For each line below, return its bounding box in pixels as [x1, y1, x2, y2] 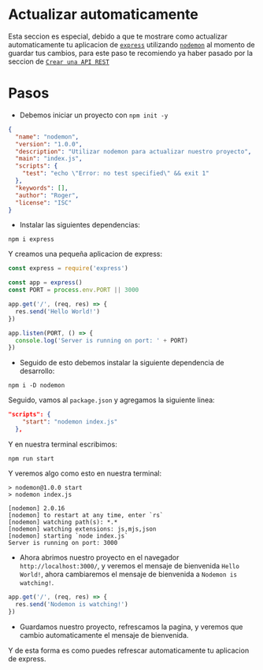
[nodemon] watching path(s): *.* [8, 518, 118, 526]
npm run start [8, 454, 55, 462]
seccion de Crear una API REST [8, 57, 110, 66]
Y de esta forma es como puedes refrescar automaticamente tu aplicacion [8, 646, 250, 655]
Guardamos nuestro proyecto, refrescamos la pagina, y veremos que [19, 622, 243, 631]
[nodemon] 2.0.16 [8, 504, 65, 513]
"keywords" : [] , [15, 183, 69, 192]
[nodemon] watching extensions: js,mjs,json [8, 525, 157, 533]
